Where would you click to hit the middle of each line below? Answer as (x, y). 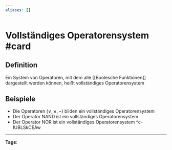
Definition (21, 65)
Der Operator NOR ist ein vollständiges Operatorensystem (74, 122)
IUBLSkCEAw (27, 127)
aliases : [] (18, 10)
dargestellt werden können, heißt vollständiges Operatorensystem (75, 83)
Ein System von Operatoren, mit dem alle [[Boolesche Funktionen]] (76, 77)
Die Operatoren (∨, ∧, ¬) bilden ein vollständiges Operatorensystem (84, 111)
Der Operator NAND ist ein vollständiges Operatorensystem (76, 117)
